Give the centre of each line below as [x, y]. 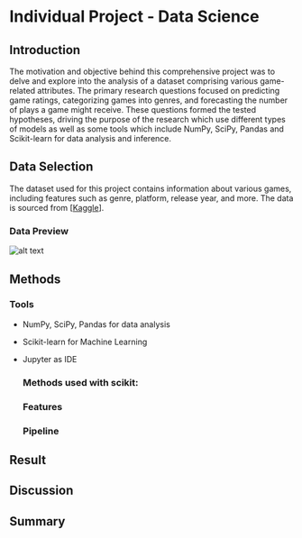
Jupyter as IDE [50, 359]
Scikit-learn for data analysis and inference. [91, 138]
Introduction [45, 50]
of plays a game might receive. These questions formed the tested [133, 109]
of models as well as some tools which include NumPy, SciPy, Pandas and [146, 129]
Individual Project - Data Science [134, 17]
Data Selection [51, 167]
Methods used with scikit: [80, 382]
